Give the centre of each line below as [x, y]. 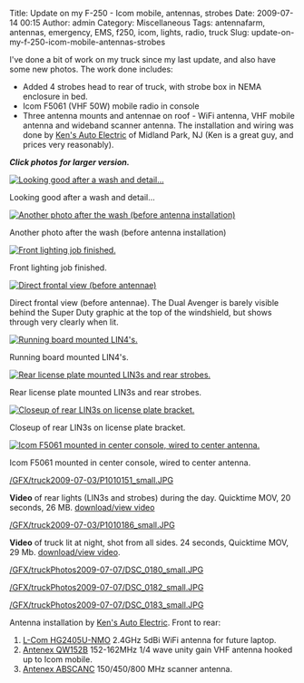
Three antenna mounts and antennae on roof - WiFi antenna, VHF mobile [158, 116]
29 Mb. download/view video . [65, 552]
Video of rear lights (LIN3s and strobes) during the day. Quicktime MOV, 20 [150, 498]
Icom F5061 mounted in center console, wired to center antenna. [130, 463]
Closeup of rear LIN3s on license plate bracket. [98, 427]
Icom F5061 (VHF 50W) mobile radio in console [111, 106]
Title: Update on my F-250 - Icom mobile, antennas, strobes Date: [132, 13]
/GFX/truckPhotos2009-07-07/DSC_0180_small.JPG [107, 570]
